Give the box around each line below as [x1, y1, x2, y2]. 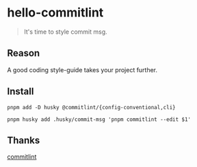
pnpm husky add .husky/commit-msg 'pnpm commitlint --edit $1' [7, 115, 192, 123]
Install [7, 86, 34, 98]
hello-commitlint [7, 5, 104, 21]
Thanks [7, 134, 40, 146]
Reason [7, 47, 40, 59]
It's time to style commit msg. [23, 27, 107, 36]
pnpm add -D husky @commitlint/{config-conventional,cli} [7, 104, 176, 111]
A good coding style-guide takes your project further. [7, 65, 158, 74]
